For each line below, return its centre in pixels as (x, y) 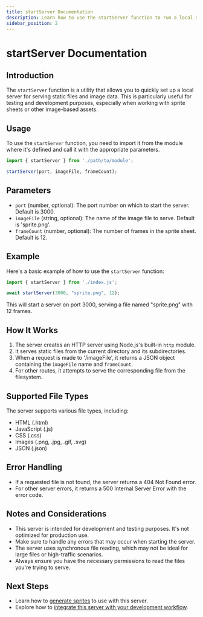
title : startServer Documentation (50, 12)
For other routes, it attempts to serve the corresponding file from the (100, 371)
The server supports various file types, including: (67, 411)
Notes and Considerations (56, 514)
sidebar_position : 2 (32, 23)
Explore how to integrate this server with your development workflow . (101, 607)
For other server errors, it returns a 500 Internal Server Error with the (101, 488)
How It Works (32, 330)
